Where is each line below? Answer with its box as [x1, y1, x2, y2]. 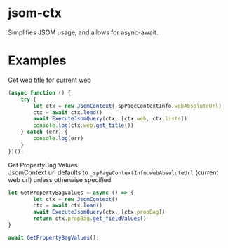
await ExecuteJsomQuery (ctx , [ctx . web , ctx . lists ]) [33, 116, 188, 123]
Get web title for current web [8, 76, 92, 84]
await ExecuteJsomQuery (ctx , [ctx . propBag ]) [33, 209, 166, 216]
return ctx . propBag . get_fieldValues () [33, 215, 147, 222]
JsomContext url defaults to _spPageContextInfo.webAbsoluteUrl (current [8, 168, 219, 177]
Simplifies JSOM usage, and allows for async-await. [8, 28, 159, 36]
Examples [8, 53, 67, 69]
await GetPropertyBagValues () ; [8, 234, 100, 241]
